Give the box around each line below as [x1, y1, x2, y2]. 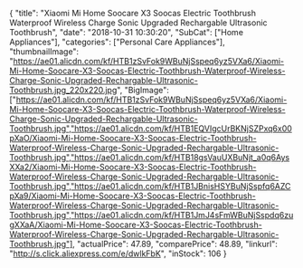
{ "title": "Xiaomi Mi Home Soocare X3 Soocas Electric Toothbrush [9, 8, 256, 18]
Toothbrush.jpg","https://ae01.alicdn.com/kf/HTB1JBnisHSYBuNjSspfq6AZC [9, 181, 291, 191]
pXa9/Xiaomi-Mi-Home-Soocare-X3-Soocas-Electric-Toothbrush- [9, 190, 256, 201]
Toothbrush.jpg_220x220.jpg [9, 85, 118, 95]
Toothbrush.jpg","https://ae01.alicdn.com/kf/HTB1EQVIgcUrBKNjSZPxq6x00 [9, 123, 292, 134]
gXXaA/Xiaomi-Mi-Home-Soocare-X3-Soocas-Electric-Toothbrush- [9, 219, 262, 230]
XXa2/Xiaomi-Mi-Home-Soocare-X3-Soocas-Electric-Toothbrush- [9, 162, 257, 172]
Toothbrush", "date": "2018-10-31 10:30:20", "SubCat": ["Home [9, 27, 244, 37]
